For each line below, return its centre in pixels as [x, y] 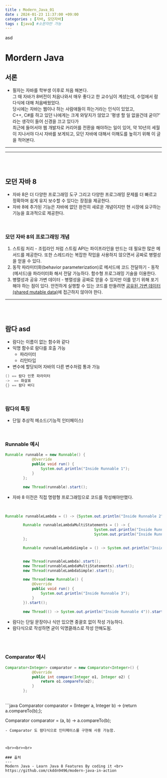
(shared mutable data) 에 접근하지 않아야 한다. [57, 292]
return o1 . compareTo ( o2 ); [67, 681]
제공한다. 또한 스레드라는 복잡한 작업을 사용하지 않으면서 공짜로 [87, 255]
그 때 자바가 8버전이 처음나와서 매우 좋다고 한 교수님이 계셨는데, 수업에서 [83, 97]
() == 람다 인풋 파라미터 [28, 376]
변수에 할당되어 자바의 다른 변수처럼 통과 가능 [56, 367]
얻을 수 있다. [30, 261]
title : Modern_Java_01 [30, 10]
